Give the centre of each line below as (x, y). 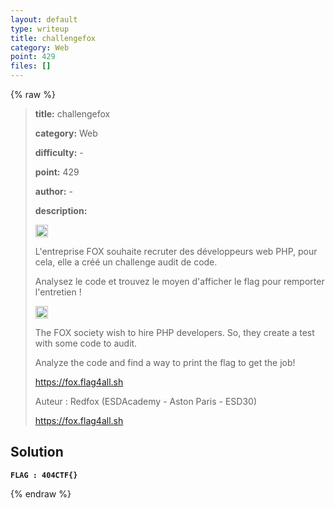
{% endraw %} (41, 493)
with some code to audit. (86, 343)
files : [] (31, 66)
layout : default (44, 19)
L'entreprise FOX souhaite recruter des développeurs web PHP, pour (176, 251)
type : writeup (40, 29)
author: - (53, 191)
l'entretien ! (58, 292)
